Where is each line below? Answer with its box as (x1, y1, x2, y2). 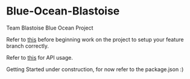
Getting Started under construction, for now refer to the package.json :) (6, 65, 184, 73)
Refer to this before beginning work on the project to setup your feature (6, 36, 184, 43)
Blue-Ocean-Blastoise (6, 4, 120, 18)
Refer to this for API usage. (6, 54, 74, 61)
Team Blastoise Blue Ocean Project (6, 24, 93, 31)
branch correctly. (6, 42, 49, 49)
